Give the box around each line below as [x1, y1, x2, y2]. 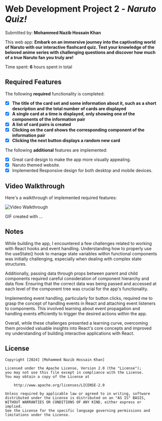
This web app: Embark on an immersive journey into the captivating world [5, 39, 156, 45]
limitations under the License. [5, 412, 70, 417]
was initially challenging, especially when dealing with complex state [5, 256, 142, 262]
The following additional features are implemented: [5, 147, 107, 153]
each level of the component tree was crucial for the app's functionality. [5, 286, 148, 292]
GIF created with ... [5, 214, 43, 219]
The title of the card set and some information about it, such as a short [12, 100, 157, 106]
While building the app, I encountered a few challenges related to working [5, 240, 152, 246]
